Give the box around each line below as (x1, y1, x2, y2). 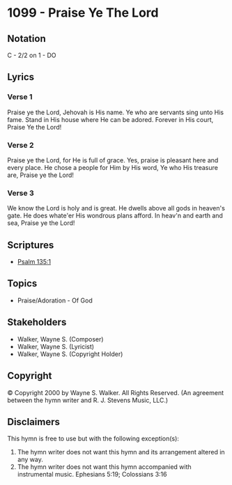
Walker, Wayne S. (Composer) (17, 334, 104, 343)
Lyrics (7, 71, 35, 83)
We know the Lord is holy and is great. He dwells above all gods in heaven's (7, 204, 225, 213)
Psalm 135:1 (17, 258, 51, 266)
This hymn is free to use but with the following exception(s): (7, 434, 180, 443)
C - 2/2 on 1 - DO (7, 51, 57, 59)
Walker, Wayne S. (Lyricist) (17, 342, 95, 351)
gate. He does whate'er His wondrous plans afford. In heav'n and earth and (7, 211, 223, 220)
